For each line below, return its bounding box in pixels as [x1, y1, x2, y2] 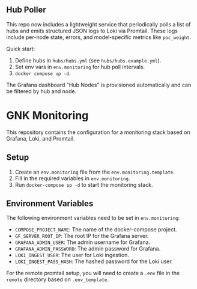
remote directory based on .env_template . [6, 276, 109, 283]
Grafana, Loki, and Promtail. [6, 135, 75, 142]
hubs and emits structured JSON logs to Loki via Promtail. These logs [6, 27, 178, 34]
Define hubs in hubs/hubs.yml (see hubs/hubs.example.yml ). [14, 56, 162, 64]
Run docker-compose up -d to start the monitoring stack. [14, 181, 153, 188]
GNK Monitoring [6, 109, 89, 122]
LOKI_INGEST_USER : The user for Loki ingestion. [14, 252, 129, 259]
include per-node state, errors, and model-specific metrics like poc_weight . [6, 33, 192, 41]
